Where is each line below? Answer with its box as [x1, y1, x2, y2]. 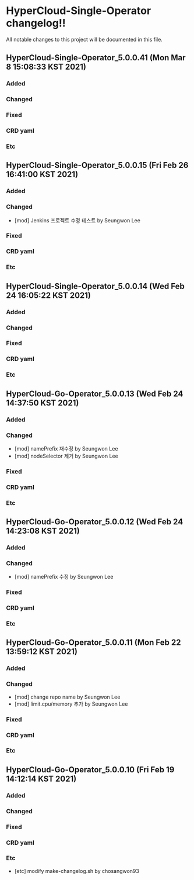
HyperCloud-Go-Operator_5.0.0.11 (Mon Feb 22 [6, 638, 181, 648]
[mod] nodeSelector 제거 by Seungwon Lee [14, 452, 118, 459]
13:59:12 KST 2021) [6, 647, 77, 656]
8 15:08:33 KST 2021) [6, 62, 86, 72]
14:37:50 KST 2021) [6, 398, 79, 408]
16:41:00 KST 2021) [6, 170, 79, 180]
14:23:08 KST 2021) [6, 526, 80, 536]
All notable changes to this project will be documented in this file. [6, 36, 163, 43]
